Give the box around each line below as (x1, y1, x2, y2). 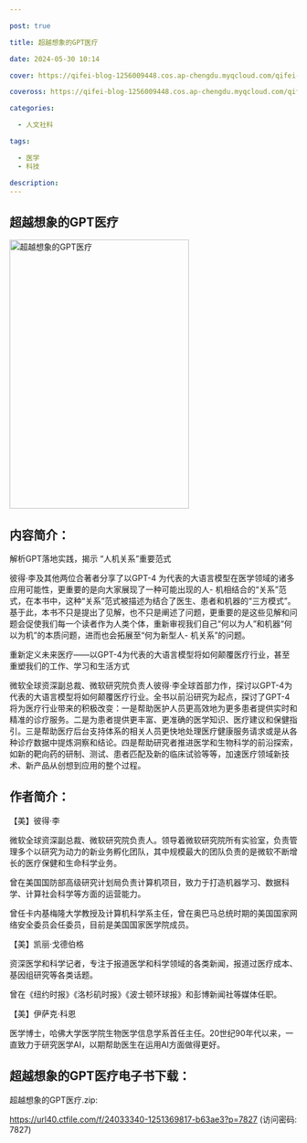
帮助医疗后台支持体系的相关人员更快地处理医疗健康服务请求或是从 (40, 725, 290, 736)
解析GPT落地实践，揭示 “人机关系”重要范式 (9, 554, 172, 564)
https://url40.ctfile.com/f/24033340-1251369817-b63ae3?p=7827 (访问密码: (9, 1114, 298, 1125)
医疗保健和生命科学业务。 (25, 857, 122, 868)
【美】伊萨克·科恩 (9, 1008, 77, 1019)
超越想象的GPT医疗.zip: (9, 1094, 99, 1106)
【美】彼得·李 (9, 815, 61, 826)
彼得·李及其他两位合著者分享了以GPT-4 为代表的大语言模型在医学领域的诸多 (9, 573, 295, 583)
